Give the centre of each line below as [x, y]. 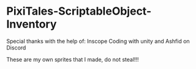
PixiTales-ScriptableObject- [79, 11]
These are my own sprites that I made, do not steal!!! [73, 59]
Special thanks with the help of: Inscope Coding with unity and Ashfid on [98, 41]
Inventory [32, 24]
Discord [16, 48]
